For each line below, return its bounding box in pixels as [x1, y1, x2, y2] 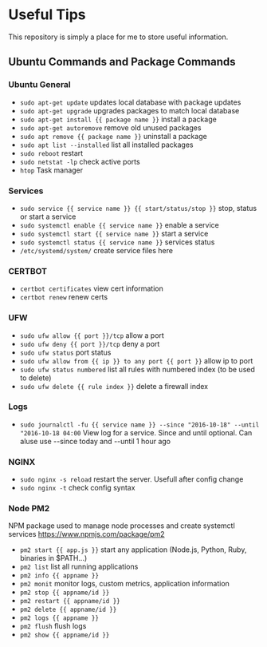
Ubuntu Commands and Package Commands [8, 55, 236, 69]
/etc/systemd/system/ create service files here [19, 245, 174, 255]
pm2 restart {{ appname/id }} [19, 597, 121, 605]
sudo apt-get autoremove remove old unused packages [19, 122, 202, 133]
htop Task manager [19, 165, 84, 175]
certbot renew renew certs [19, 292, 108, 302]
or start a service [19, 212, 77, 221]
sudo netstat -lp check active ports [19, 157, 141, 166]
